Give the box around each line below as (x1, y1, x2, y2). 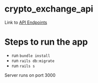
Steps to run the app (4, 36, 88, 48)
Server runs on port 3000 (4, 72, 56, 78)
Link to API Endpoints (4, 19, 48, 25)
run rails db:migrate (11, 57, 55, 64)
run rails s (11, 63, 35, 68)
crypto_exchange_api (4, 3, 93, 15)
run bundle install (11, 52, 50, 58)
